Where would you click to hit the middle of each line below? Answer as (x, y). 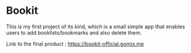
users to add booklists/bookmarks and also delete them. (74, 32)
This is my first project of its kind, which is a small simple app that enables (96, 26)
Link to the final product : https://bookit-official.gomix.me (75, 44)
